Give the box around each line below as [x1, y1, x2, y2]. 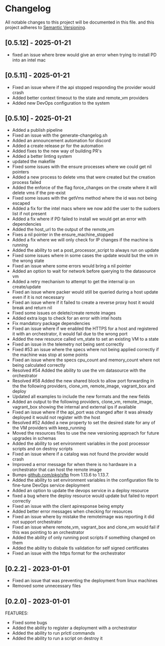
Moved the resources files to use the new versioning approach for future [12, 430, 160, 436]
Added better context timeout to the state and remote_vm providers [12, 94, 149, 101]
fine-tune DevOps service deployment [12, 482, 90, 488]
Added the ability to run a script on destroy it [12, 635, 103, 641]
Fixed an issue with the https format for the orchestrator [12, 550, 126, 556]
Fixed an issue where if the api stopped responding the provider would [12, 84, 156, 90]
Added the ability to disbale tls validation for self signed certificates [12, 545, 149, 551]
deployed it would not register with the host [12, 414, 101, 420]
